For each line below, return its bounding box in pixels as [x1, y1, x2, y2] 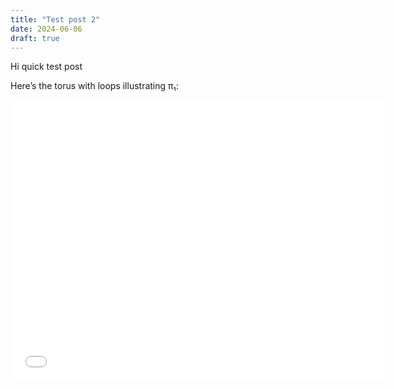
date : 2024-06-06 [10, 24, 83, 34]
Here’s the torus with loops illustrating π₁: [10, 80, 179, 92]
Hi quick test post [10, 61, 83, 73]
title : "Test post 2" [10, 14, 101, 25]
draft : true [10, 33, 60, 43]
